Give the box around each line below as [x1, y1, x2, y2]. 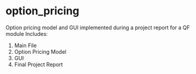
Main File [14, 42, 37, 49]
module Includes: [5, 30, 48, 37]
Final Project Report [14, 61, 63, 68]
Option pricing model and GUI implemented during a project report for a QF [5, 24, 190, 31]
